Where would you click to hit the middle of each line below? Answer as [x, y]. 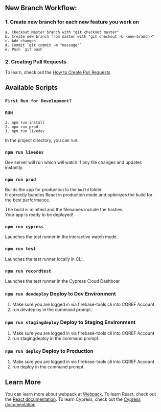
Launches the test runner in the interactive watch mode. [62, 237]
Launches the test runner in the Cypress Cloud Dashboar [62, 281]
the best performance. [28, 200]
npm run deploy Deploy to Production [49, 351]
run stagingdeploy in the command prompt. [56, 338]
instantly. [14, 167]
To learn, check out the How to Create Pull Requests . [58, 72]
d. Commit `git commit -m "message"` [44, 45]
